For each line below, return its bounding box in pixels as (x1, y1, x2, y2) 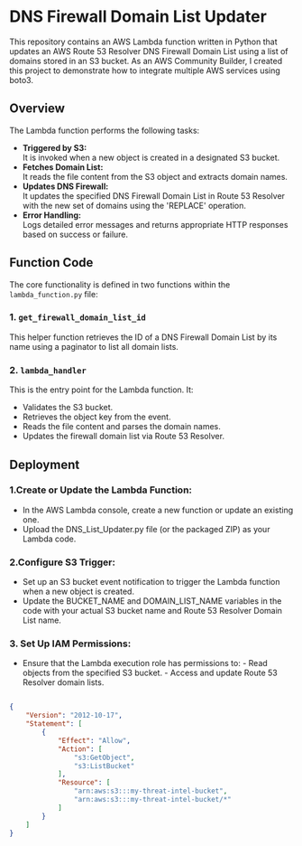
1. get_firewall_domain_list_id (9, 311, 146, 324)
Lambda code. (22, 533, 77, 544)
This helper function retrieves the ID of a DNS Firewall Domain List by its (9, 332, 278, 343)
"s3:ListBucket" (73, 761, 135, 770)
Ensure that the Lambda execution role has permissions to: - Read (22, 658, 268, 669)
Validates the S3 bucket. (22, 402, 114, 413)
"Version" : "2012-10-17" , (25, 711, 124, 720)
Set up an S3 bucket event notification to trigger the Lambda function (22, 577, 280, 587)
